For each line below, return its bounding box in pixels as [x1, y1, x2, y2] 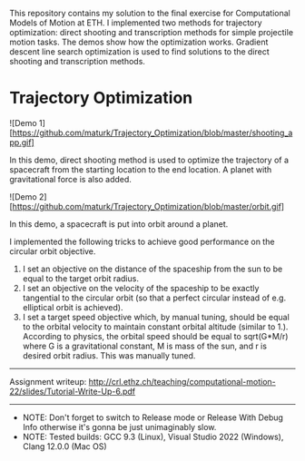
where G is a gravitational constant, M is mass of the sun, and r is [22, 340, 268, 351]
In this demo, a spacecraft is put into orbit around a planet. [9, 218, 229, 230]
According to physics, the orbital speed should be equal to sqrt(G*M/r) [22, 330, 289, 341]
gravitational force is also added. [9, 173, 132, 184]
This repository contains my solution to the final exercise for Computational [9, 8, 290, 18]
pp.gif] [9, 136, 34, 148]
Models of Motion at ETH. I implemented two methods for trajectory [9, 17, 262, 28]
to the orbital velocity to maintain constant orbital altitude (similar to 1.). [22, 321, 289, 332]
